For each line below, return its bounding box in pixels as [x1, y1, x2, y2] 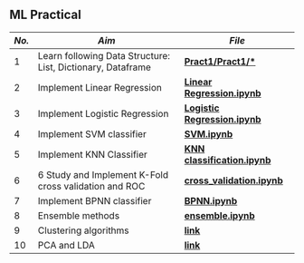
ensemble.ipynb [184, 209, 255, 221]
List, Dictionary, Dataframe [37, 61, 152, 73]
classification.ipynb [184, 153, 271, 166]
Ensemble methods [37, 209, 120, 221]
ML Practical [9, 7, 81, 23]
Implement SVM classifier [37, 127, 147, 140]
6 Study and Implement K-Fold [37, 168, 169, 180]
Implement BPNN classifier [37, 194, 152, 207]
